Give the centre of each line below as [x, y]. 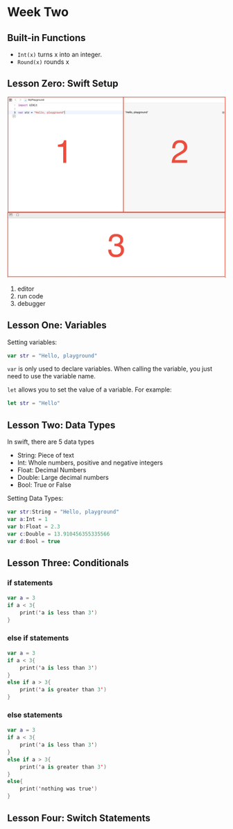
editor [26, 289]
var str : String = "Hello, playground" [63, 512]
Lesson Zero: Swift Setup [63, 84]
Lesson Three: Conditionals [68, 563]
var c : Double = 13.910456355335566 [59, 534]
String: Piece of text [45, 456]
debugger [31, 303]
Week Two [38, 12]
